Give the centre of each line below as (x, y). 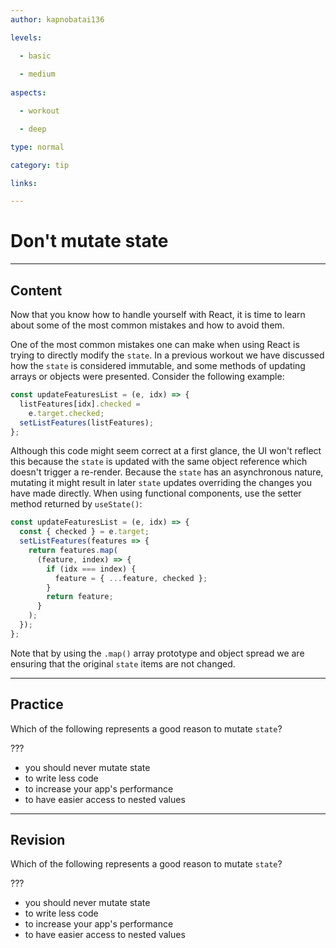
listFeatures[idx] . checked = (80, 404)
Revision (38, 839)
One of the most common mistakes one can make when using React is (155, 344)
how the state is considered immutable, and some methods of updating (158, 365)
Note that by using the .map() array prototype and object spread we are (157, 653)
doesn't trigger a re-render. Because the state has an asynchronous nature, (167, 472)
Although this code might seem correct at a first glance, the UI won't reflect (166, 451)
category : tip (40, 165)
